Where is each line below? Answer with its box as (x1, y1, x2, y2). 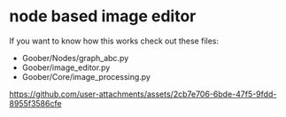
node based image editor (9, 6, 197, 27)
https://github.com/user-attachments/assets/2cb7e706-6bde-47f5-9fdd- (9, 89, 277, 99)
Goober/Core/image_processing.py (21, 71, 151, 82)
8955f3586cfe (9, 97, 62, 108)
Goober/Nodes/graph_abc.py (21, 52, 129, 63)
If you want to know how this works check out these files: (9, 35, 220, 46)
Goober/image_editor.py (21, 62, 111, 73)
